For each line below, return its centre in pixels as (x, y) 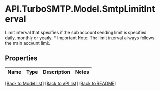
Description (56, 72)
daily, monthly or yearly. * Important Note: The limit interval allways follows (80, 38)
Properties (21, 58)
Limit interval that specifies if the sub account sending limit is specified (76, 32)
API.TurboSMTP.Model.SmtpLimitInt (80, 9)
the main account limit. (28, 43)
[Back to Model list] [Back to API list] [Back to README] (61, 83)
